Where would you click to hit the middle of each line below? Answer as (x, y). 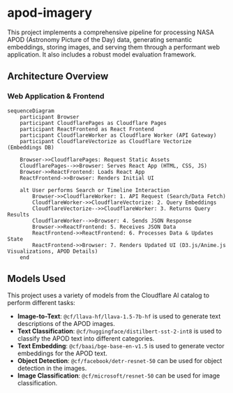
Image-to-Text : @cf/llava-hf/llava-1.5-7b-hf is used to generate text (119, 316)
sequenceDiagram (31, 111)
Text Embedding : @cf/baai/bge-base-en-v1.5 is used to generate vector (121, 346)
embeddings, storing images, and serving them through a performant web (114, 47)
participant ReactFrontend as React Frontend (87, 129)
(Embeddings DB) (31, 147)
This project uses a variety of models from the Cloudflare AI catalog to (108, 295)
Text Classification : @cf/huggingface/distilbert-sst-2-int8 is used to (119, 331)
